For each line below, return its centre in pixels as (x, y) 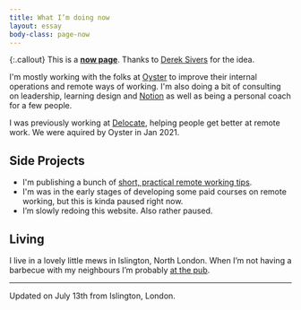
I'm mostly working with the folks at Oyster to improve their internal (133, 77)
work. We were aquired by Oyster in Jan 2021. (95, 133)
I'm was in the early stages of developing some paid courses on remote (154, 192)
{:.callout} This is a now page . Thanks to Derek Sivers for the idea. (132, 60)
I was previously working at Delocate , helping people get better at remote (145, 123)
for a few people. (41, 106)
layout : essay (36, 26)
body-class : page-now (50, 34)
